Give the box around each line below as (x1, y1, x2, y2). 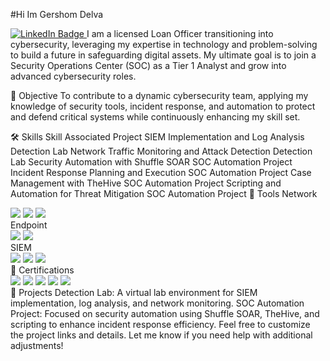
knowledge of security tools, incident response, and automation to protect (10, 100, 316, 112)
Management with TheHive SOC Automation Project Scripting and (10, 177, 282, 189)
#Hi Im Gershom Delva (10, 9, 104, 20)
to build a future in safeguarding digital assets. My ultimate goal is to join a (10, 49, 317, 61)
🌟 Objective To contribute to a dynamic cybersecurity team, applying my (10, 90, 309, 101)
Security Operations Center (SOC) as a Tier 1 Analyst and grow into (10, 60, 287, 71)
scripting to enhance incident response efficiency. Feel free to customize (10, 319, 311, 330)
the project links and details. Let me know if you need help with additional (10, 329, 313, 341)
